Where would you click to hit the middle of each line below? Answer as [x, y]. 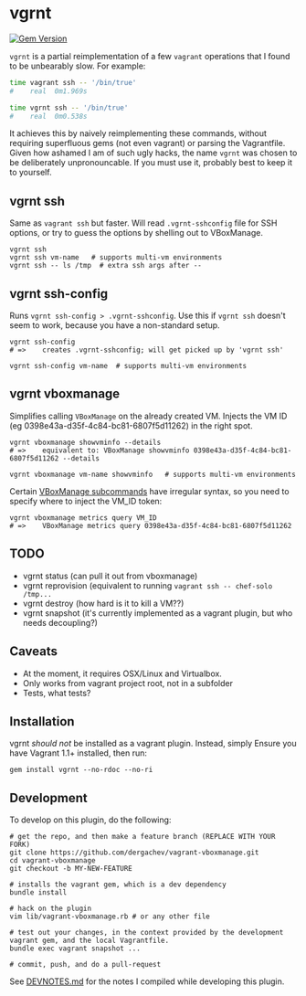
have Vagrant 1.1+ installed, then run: [79, 753]
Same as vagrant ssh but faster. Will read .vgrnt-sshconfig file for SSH [143, 223]
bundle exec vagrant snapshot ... [75, 948]
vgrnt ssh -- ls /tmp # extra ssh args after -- [106, 266]
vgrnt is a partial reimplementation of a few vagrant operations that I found [150, 56]
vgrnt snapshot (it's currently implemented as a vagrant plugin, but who [158, 613]
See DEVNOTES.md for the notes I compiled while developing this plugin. [147, 981]
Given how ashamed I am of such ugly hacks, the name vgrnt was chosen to [153, 153]
